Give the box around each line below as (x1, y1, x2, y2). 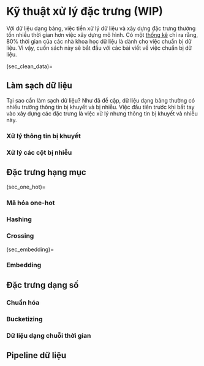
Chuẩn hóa (6, 298, 40, 306)
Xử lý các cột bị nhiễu (6, 148, 72, 157)
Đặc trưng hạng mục (6, 167, 87, 177)
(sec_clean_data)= (6, 63, 53, 70)
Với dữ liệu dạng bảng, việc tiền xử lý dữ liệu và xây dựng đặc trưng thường (6, 25, 196, 32)
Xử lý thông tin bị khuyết (6, 131, 81, 140)
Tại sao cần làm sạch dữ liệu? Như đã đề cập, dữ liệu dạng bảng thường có (6, 96, 195, 104)
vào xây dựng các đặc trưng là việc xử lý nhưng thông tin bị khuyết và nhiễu (6, 109, 198, 117)
